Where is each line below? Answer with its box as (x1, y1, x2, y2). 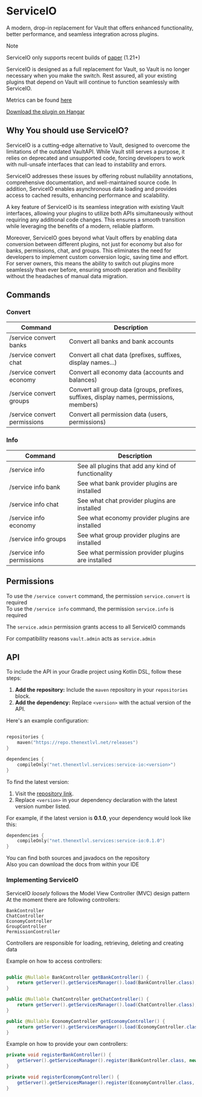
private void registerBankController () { (6, 1052, 112, 1058)
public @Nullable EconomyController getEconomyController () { (6, 1018, 165, 1024)
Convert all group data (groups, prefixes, (69, 385, 184, 394)
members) (69, 400, 99, 409)
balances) (69, 376, 97, 384)
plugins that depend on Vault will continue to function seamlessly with (6, 78, 180, 85)
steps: (6, 674, 22, 682)
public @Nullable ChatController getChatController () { (6, 996, 149, 1002)
